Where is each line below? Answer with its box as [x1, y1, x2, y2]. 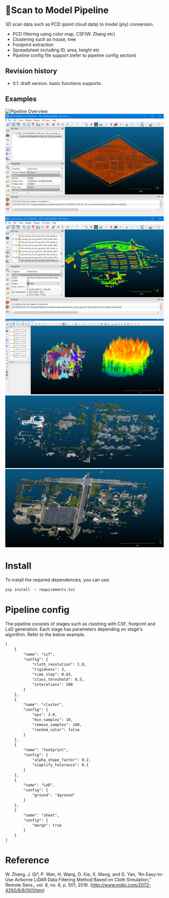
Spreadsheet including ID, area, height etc [12, 47, 100, 53]
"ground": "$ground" [32, 792, 75, 797]
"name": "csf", [23, 652, 55, 657]
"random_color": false [32, 727, 80, 732]
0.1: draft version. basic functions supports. [12, 80, 102, 86]
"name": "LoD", [23, 782, 55, 787]
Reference [5, 854, 49, 866]
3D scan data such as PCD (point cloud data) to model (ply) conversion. [5, 21, 154, 27]
